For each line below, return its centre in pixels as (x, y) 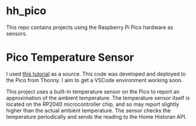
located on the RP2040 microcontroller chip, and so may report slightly (93, 104)
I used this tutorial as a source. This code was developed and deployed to (96, 74)
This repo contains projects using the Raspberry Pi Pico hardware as (90, 27)
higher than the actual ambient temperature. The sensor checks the (89, 110)
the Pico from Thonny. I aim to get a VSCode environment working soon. (94, 80)
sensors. (17, 33)
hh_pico (26, 11)
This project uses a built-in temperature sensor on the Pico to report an (93, 91)
